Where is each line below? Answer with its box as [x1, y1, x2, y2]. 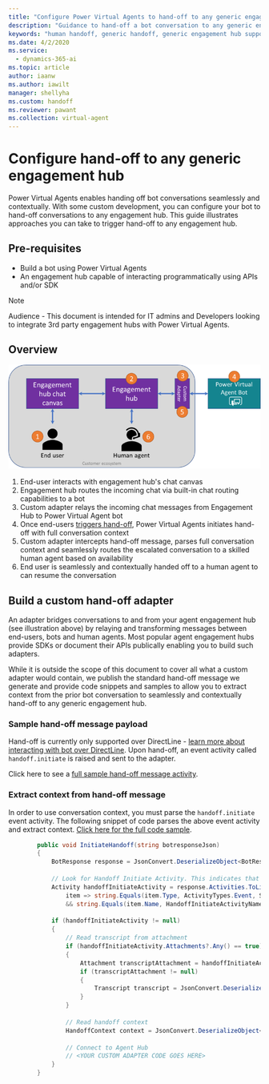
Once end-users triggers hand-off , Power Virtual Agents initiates [19, 520, 234, 529]
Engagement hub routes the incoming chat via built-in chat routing [19, 485, 239, 496]
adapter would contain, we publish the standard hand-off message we [8, 673, 240, 683]
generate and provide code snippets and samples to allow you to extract [8, 681, 247, 692]
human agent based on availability [19, 553, 134, 564]
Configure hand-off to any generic [8, 150, 242, 168]
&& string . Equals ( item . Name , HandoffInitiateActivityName [65, 900, 263, 908]
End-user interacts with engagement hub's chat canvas [19, 477, 203, 487]
